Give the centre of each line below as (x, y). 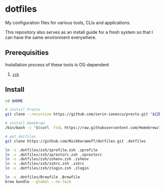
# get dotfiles (21, 136)
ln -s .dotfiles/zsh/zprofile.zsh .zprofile (51, 150)
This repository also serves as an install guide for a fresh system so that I (79, 32)
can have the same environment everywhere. (51, 37)
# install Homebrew (25, 123)
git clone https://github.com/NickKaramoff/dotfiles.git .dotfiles (76, 141)
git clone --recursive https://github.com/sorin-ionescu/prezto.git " (79, 114)
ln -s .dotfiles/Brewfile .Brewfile (42, 177)
